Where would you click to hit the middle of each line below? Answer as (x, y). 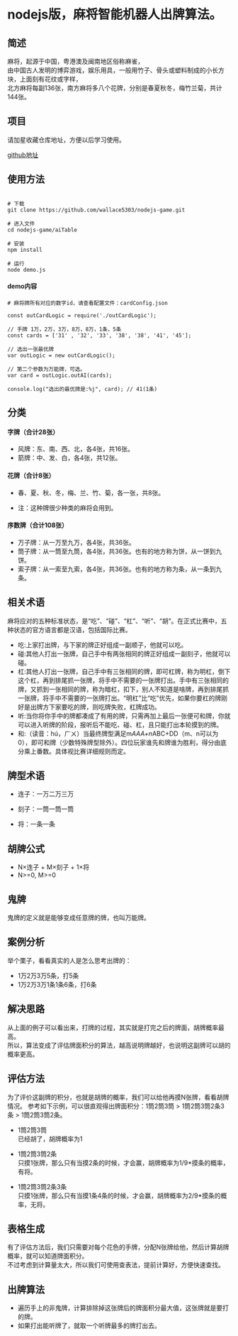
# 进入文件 (21, 223)
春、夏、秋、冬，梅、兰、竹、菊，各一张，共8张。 (91, 492)
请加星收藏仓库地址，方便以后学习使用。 (66, 140)
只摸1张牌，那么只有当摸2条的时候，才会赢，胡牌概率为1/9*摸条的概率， (123, 1163)
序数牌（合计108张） (38, 525)
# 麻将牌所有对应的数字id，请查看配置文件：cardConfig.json (87, 303)
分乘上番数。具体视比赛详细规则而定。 (73, 751)
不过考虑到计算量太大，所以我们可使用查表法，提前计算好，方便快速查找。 (116, 1265)
